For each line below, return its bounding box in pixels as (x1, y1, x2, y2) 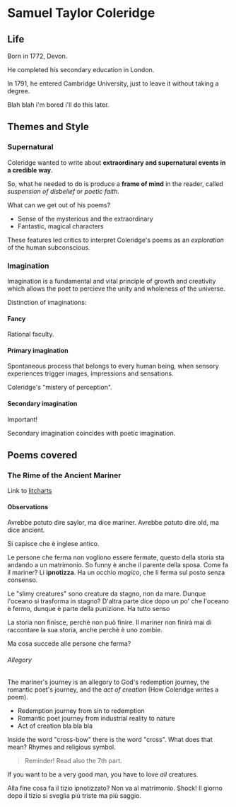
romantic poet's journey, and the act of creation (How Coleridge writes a (7, 685, 219, 694)
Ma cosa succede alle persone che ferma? (7, 639, 131, 648)
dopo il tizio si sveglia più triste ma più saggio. (7, 791, 142, 800)
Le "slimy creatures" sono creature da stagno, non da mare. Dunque (7, 589, 206, 598)
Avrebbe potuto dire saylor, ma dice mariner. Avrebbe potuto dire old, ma (7, 518, 219, 527)
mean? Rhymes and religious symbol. (7, 743, 117, 751)
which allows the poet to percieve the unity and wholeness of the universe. (7, 284, 226, 293)
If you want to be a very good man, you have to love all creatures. (7, 770, 199, 779)
